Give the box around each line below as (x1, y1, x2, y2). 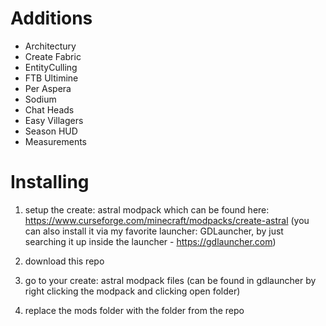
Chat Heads (24, 103, 75, 116)
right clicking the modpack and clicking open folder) (24, 285, 241, 297)
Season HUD (24, 125, 78, 137)
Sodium (24, 93, 57, 105)
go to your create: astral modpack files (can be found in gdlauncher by (24, 274, 317, 286)
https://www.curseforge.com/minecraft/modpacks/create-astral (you (24, 214, 310, 226)
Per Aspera (24, 82, 72, 94)
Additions (10, 7, 93, 30)
